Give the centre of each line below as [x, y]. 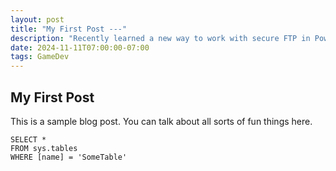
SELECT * [28, 139]
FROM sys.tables [44, 148]
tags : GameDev [40, 57]
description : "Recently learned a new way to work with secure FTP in [160, 38]
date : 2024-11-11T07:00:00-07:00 [80, 47]
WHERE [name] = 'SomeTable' [69, 157]
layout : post [37, 19]
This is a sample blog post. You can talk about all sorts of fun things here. [161, 121]
